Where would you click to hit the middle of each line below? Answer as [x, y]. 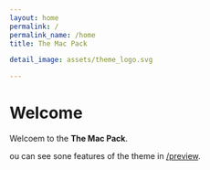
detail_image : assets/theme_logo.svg [81, 60]
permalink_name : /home [52, 35]
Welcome [46, 113]
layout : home [34, 18]
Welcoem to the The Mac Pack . [69, 139]
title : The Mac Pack [49, 43]
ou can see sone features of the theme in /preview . [105, 156]
